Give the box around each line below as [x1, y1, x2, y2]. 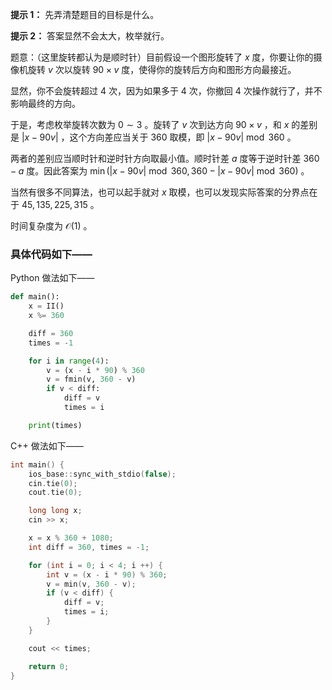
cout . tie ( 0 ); [28, 488, 83, 498]
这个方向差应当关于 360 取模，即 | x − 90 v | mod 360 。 [69, 131, 297, 143]
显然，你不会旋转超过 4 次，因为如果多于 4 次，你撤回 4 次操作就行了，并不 [10, 85, 323, 97]
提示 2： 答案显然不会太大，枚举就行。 [10, 30, 170, 42]
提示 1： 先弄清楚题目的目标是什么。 [10, 9, 160, 20]
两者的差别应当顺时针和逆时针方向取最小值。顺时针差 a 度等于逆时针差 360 [10, 153, 320, 164]
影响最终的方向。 [10, 98, 81, 109]
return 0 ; [28, 661, 70, 672]
